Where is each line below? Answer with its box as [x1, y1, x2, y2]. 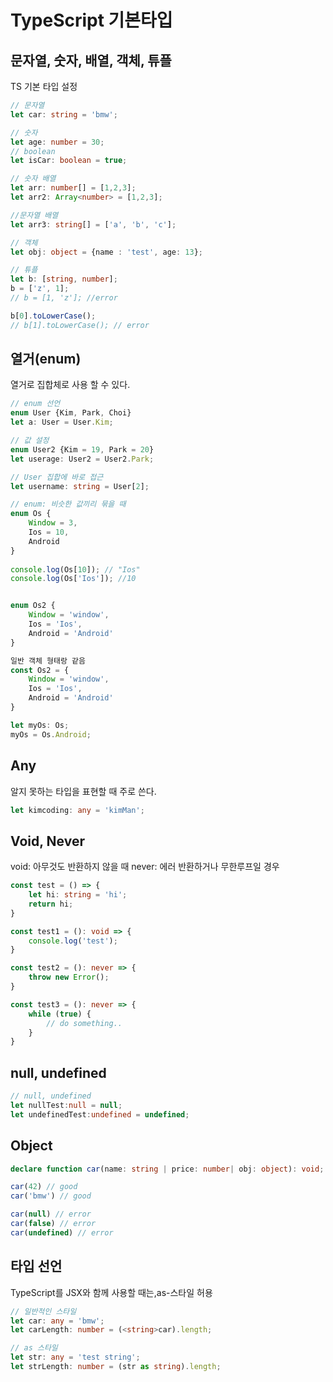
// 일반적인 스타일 [10, 1306, 77, 1316]
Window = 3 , [28, 518, 78, 528]
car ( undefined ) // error [10, 1227, 114, 1238]
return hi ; [28, 899, 74, 909]
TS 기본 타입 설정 [10, 81, 78, 92]
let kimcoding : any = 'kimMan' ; [10, 805, 145, 815]
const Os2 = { [10, 665, 70, 675]
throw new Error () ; [28, 972, 110, 983]
